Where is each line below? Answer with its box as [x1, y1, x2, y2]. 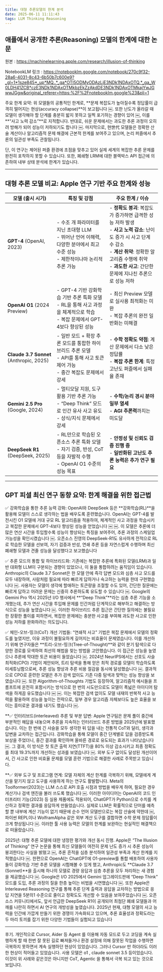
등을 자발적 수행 [56, 453, 91, 460]
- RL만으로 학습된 [56, 431, 96, 438]
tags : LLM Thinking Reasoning [5, 16, 66, 21]
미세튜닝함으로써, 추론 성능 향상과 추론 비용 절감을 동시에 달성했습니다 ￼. [5, 666, 144, 672]
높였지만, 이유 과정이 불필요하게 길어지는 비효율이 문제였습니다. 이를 [14, 635, 142, 641]
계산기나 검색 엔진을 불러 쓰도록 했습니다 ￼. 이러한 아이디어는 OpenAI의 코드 [5, 790, 151, 796]
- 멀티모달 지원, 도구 [56, 386, 101, 392]
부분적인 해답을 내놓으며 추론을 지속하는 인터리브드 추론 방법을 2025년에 [5, 719, 143, 725]
